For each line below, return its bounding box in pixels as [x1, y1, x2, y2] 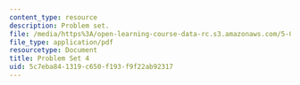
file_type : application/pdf [9, 37, 114, 47]
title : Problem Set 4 [9, 54, 90, 63]
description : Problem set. [9, 21, 110, 30]
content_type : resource [9, 12, 98, 22]
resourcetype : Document [9, 46, 98, 55]
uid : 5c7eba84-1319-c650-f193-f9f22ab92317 [9, 63, 174, 72]
